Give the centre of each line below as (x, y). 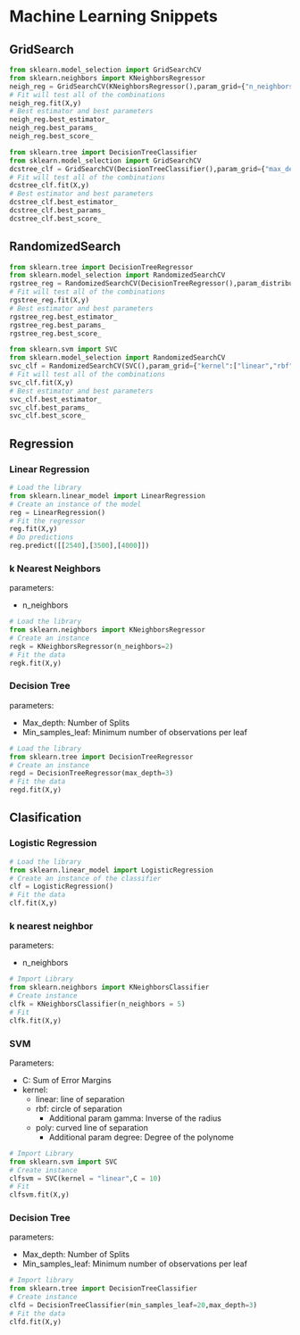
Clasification (46, 818)
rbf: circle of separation (79, 1108)
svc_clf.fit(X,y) (42, 382)
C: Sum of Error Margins (67, 1080)
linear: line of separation (80, 1099)
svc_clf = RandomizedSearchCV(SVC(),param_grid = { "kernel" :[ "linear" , (142, 366)
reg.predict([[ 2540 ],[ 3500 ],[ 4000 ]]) (79, 546)
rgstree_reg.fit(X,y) (50, 301)
